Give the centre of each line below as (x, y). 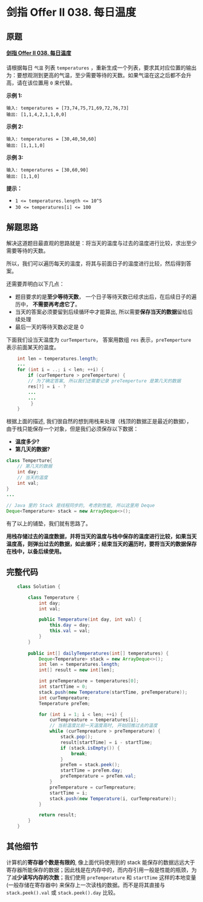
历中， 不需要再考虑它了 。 (47, 304)
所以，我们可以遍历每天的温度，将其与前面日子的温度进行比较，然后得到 (96, 263)
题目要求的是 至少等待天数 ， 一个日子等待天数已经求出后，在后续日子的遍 (106, 296)
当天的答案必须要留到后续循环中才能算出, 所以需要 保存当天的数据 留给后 (104, 312)
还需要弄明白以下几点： (35, 284)
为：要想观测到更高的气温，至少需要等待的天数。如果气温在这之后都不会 (96, 75)
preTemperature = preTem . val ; (98, 776)
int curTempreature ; (64, 698)
